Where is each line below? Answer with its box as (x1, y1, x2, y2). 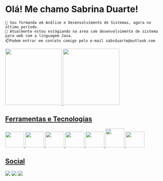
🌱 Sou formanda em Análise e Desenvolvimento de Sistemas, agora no (5, 20, 151, 25)
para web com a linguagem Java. (5, 33, 73, 38)
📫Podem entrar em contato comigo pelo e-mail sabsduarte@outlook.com (5, 38, 155, 43)
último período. (5, 24, 39, 30)
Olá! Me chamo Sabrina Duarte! (5, 4, 139, 15)
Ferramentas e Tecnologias (5, 115, 93, 123)
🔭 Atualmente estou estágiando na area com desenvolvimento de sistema (5, 29, 158, 34)
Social (5, 157, 25, 166)
